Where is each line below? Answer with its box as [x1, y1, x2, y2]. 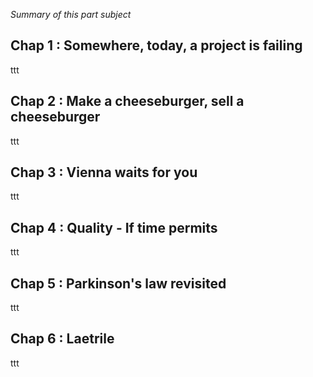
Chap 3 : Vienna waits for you [10, 164, 198, 181]
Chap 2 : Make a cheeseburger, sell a [10, 93, 245, 110]
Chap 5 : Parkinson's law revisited [10, 275, 227, 292]
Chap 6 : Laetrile [10, 330, 115, 348]
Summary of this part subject [10, 9, 132, 20]
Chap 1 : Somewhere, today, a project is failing [10, 37, 303, 54]
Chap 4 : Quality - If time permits [10, 219, 218, 236]
